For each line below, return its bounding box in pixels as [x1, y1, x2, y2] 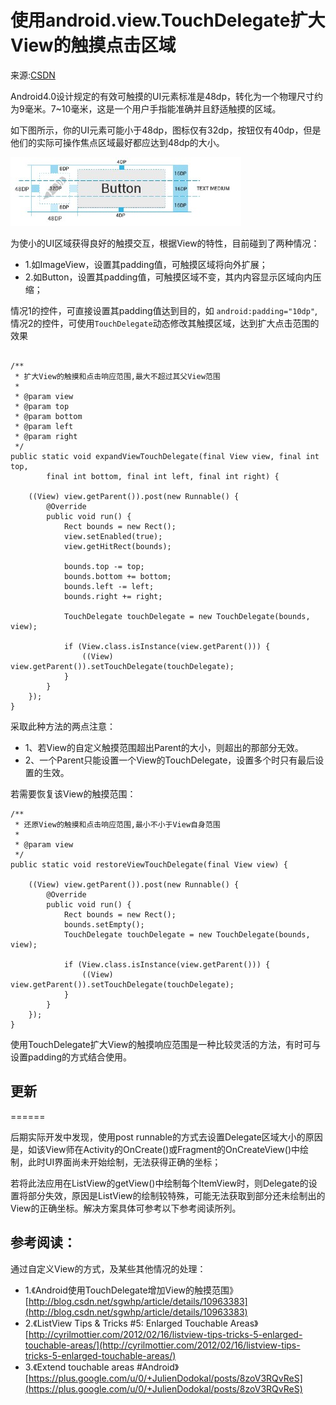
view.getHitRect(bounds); [63, 541, 172, 551]
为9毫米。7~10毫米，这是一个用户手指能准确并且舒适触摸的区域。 [10, 102, 282, 115]
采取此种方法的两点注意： [10, 720, 116, 732]
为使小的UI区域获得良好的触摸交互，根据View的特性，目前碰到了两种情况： [10, 237, 320, 249]
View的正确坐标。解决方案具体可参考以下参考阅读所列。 [10, 1202, 242, 1214]
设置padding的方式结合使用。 [10, 1051, 132, 1063]
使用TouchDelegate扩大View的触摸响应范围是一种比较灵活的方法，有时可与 [10, 1038, 322, 1050]
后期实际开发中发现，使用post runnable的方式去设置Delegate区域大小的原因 [10, 1131, 323, 1143]
